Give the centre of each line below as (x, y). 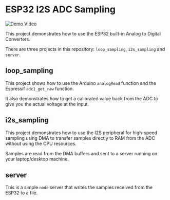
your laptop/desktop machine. (37, 159)
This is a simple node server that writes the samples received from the (79, 187)
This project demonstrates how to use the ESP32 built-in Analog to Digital (83, 33)
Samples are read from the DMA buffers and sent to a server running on (81, 153)
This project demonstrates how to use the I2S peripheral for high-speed (81, 133)
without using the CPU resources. (41, 143)
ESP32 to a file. (22, 193)
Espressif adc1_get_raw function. (40, 88)
